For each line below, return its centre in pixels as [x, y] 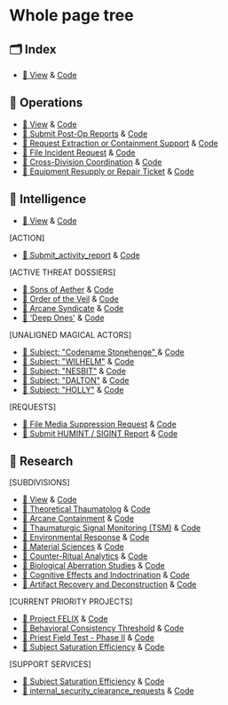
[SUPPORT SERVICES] [50, 664]
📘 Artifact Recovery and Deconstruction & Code [109, 584]
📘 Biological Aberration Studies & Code [94, 566]
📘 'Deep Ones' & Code [63, 317]
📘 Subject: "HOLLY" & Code [73, 389]
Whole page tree [72, 16]
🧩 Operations [46, 103]
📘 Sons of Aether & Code [67, 289]
